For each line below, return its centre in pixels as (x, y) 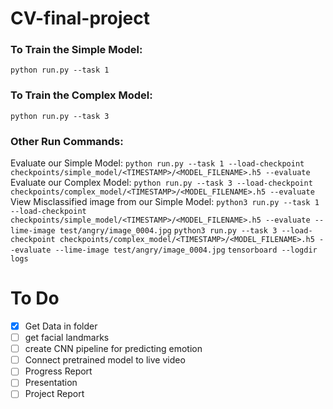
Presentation (51, 383)
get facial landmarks (67, 338)
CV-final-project (80, 18)
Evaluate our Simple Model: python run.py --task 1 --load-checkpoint (157, 163)
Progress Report (58, 371)
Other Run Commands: (67, 141)
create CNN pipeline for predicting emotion (113, 349)
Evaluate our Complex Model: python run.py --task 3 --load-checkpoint (161, 183)
